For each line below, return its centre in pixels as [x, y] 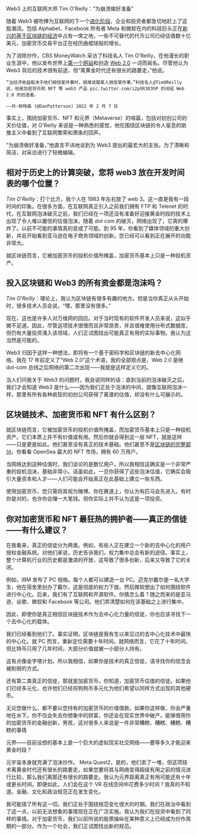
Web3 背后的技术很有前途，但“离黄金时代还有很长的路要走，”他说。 [87, 70]
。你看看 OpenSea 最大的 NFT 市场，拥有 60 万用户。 [76, 452]
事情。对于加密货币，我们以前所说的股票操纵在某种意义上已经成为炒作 [101, 819]
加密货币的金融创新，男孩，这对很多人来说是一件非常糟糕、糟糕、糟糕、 [98, 723]
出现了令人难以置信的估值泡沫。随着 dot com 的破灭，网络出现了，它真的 [95, 221]
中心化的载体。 [34, 621]
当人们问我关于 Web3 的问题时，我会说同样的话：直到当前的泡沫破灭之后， [97, 380]
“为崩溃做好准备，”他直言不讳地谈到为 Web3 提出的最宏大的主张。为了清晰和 [98, 145]
